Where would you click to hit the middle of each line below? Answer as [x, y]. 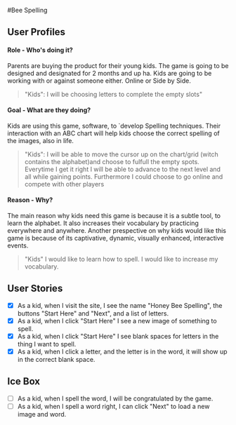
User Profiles [36, 32]
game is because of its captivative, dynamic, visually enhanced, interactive [116, 238]
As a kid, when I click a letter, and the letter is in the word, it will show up [122, 351]
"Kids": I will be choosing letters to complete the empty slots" [113, 94]
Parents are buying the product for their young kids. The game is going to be [118, 65]
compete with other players [64, 184]
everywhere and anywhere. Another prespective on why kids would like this [117, 230]
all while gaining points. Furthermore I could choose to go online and [124, 176]
